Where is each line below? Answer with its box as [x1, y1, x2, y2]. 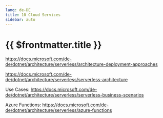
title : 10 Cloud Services [5, 12, 60, 17]
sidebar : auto [5, 17, 36, 22]
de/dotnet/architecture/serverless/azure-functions [5, 107, 112, 113]
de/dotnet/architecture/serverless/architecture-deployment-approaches [5, 61, 158, 67]
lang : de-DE [5, 7, 31, 13]
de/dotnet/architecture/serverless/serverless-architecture [5, 77, 128, 83]
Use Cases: [5, 86, 30, 92]
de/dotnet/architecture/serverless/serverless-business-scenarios [5, 92, 144, 98]
